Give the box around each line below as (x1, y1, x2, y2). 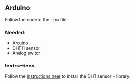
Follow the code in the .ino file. (5, 17, 68, 22)
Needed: (5, 29, 26, 35)
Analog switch (12, 50, 41, 56)
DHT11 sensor (12, 45, 40, 51)
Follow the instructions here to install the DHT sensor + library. (5, 73, 131, 79)
